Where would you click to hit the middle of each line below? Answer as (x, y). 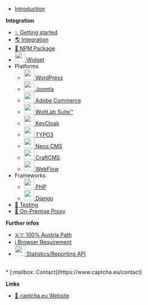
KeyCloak (47, 123)
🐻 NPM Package (35, 48)
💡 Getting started (36, 32)
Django (45, 198)
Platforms (26, 66)
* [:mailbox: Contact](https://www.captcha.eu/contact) (74, 272)
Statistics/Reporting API (56, 254)
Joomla (45, 89)
